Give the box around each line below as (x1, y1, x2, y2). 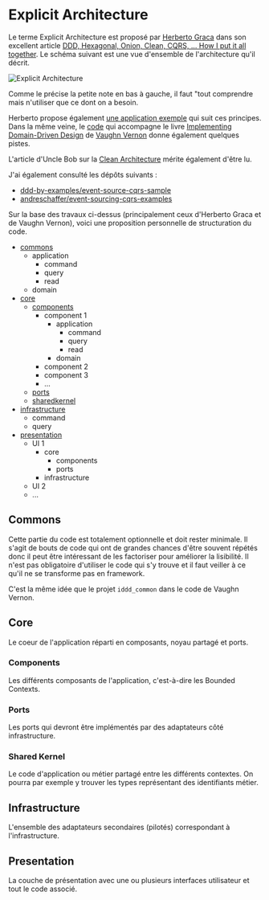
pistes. (8, 138, 31, 148)
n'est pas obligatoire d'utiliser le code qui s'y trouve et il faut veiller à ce (8, 560, 247, 570)
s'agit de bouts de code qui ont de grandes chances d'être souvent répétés (8, 542, 259, 552)
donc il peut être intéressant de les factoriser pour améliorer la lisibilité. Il (8, 551, 249, 561)
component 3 (43, 370, 88, 379)
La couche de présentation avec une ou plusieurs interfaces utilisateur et (8, 876, 250, 886)
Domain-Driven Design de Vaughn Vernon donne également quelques (8, 130, 239, 140)
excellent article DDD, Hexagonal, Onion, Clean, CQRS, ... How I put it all (8, 40, 247, 50)
